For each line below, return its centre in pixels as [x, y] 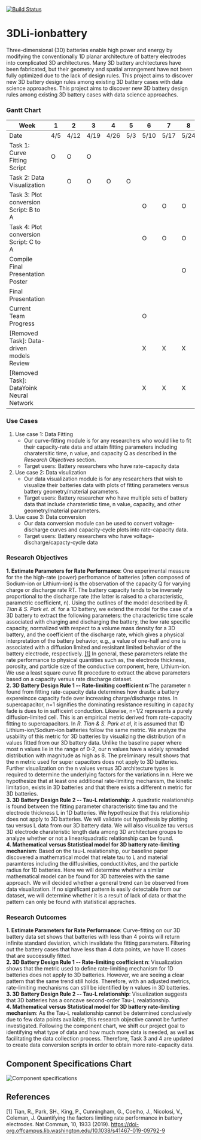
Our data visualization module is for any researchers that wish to [103, 479]
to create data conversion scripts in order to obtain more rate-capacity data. [100, 1045]
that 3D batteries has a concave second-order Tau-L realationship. [88, 1000]
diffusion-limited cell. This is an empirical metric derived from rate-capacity [99, 717]
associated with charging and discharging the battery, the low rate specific [98, 622]
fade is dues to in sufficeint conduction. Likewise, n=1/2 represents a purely [99, 710]
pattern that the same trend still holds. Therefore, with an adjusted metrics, [98, 981]
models [20, 356]
